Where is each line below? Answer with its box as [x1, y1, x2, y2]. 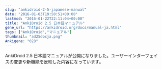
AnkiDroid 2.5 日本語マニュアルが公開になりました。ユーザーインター [5, 52, 145, 58]
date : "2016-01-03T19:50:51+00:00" [5, 12, 78, 17]
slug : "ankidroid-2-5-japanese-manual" [5, 7, 87, 12]
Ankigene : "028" [5, 39, 38, 44]
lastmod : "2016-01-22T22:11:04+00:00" [5, 16, 84, 21]
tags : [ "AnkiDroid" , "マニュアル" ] [5, 30, 72, 34]
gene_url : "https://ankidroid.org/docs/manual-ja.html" [5, 25, 122, 30]
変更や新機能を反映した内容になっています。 [13, 59, 104, 65]
